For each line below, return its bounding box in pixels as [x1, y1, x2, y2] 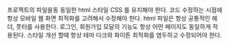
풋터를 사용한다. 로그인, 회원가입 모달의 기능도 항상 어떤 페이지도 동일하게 [16, 23, 211, 30]
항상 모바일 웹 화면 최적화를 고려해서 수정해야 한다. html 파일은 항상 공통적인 [7, 14, 211, 22]
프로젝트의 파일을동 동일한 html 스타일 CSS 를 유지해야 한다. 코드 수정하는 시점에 [7, 6, 223, 13]
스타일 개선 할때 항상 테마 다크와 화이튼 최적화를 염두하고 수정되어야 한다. [27, 31, 222, 39]
